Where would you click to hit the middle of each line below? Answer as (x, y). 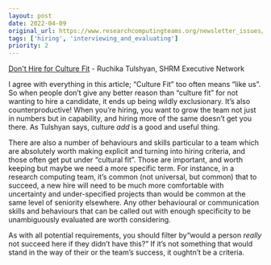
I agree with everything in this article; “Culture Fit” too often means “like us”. (135, 85)
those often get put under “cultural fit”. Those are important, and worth (126, 160)
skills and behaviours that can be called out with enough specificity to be (130, 211)
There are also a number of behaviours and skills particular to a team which (134, 143)
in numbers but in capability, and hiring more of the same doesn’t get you (130, 118)
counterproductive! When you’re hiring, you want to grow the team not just (132, 110)
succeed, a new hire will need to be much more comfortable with (116, 185)
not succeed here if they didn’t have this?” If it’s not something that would (131, 244)
